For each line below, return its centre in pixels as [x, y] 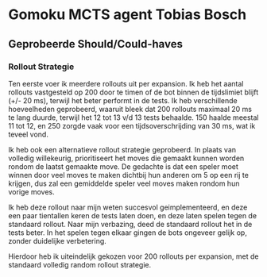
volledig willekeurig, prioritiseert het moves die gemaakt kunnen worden [126, 158]
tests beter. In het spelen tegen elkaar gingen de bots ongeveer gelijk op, [128, 233]
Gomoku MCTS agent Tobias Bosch [128, 15]
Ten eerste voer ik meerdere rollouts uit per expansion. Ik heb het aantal [126, 83]
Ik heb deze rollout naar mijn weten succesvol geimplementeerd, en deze [128, 207]
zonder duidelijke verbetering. [58, 240]
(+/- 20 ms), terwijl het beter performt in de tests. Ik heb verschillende [123, 100]
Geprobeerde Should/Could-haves [95, 44]
